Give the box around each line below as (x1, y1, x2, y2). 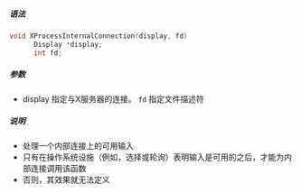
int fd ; (33, 48, 63, 58)
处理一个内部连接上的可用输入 (22, 140, 134, 151)
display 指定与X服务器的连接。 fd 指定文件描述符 (22, 93, 205, 104)
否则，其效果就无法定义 (22, 174, 110, 185)
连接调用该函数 (30, 162, 87, 173)
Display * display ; (33, 40, 103, 49)
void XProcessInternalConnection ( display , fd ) (9, 32, 188, 41)
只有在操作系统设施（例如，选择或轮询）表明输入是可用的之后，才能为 (22, 152, 285, 162)
